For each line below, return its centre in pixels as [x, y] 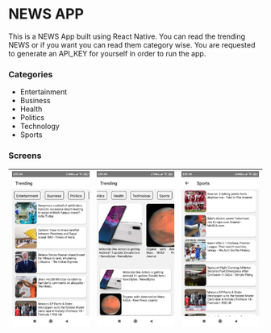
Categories [31, 74]
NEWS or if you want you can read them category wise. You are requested [132, 44]
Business [35, 101]
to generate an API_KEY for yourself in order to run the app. [107, 53]
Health [31, 109]
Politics [32, 118]
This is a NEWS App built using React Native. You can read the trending [127, 36]
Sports [31, 135]
